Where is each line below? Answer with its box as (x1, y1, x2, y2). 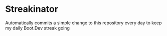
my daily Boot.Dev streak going (5, 25, 70, 31)
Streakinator (5, 3, 59, 15)
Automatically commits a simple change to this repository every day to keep (5, 20, 162, 26)
